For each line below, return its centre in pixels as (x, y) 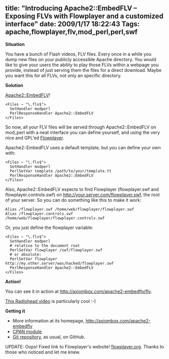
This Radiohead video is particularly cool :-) (51, 301)
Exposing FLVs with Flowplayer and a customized (84, 16)
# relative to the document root (45, 245)
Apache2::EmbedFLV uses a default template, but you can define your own (83, 147)
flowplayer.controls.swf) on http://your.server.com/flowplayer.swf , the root (82, 195)
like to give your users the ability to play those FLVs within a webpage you (82, 65)
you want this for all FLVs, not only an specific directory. (64, 75)
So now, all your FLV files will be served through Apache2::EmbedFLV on (81, 127)
